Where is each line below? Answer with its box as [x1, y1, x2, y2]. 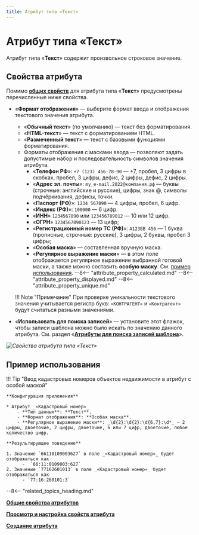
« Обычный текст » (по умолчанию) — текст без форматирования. [23, 123, 192, 130]
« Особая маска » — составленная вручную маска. [32, 244, 163, 251]
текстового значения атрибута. [14, 112, 95, 119]
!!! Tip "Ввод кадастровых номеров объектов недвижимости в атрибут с [6, 375, 192, 383]
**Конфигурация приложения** [6, 393, 79, 399]
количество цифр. [6, 430, 49, 436]
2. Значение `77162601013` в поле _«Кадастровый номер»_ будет [6, 467, 167, 473]
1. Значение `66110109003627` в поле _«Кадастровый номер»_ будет [6, 451, 175, 457]
